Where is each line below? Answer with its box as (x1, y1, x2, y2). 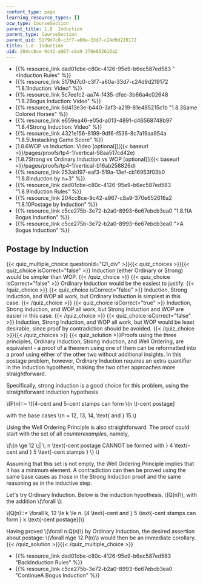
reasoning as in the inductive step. (6, 479, 92, 487)
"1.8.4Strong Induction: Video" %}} (15, 123, 102, 131)
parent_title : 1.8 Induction (6, 26, 83, 32)
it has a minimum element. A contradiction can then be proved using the (6, 466, 186, 474)
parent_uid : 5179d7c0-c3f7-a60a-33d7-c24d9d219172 (6, 37, 137, 43)
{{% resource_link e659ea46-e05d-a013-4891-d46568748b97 (15, 117, 173, 124)
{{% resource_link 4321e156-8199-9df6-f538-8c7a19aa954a (15, 129, 167, 137)
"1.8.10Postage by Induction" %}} (15, 200, 98, 208)
